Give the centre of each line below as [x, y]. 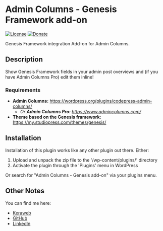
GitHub [20, 218]
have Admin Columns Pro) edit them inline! [49, 77]
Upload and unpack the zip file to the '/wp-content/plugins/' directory [85, 160]
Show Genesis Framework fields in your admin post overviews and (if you [82, 71]
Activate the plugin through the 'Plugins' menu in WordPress [75, 165]
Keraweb [22, 213]
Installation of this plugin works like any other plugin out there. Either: [77, 150]
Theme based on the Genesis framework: [57, 117]
